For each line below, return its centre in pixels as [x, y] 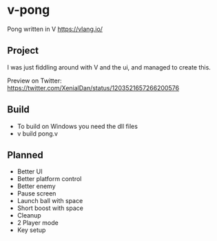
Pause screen [37, 193]
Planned [25, 155]
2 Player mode [38, 223]
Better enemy [37, 186]
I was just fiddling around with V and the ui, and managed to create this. [109, 67]
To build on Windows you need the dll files [77, 126]
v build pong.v [38, 134]
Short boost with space [50, 208]
